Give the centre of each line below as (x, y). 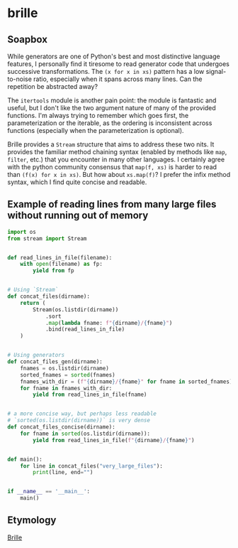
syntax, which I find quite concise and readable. (77, 182)
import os (22, 232)
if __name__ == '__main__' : (49, 492)
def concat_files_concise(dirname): (61, 427)
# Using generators (36, 355)
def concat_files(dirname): (49, 296)
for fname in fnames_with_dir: (66, 388)
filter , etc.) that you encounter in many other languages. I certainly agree (116, 159)
